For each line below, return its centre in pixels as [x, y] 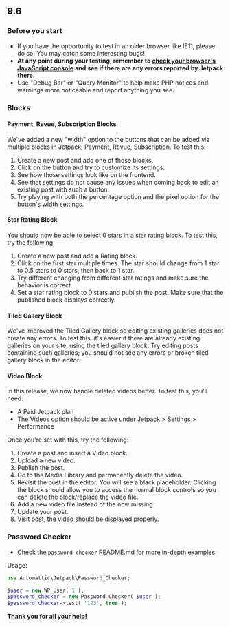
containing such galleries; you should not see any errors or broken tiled [108, 353]
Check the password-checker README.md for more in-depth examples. [117, 552]
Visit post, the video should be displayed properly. [88, 519]
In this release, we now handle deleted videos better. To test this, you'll [107, 391]
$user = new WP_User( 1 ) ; [46, 590]
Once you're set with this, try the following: [68, 440]
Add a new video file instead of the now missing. [86, 504]
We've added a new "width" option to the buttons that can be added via [108, 139]
